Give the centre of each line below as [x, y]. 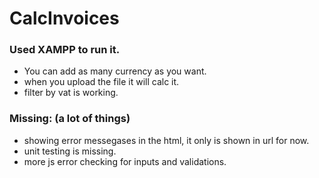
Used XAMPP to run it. [65, 50]
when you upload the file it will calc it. [101, 82]
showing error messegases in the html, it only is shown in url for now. [166, 140]
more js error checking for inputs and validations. [125, 161]
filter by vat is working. [71, 93]
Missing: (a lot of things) [70, 119]
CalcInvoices [64, 18]
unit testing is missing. [70, 151]
